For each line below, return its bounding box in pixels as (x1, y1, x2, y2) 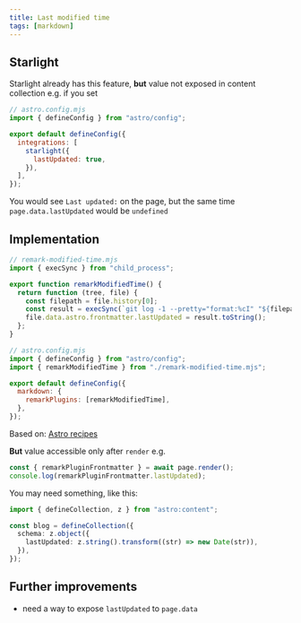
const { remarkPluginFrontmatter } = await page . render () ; (9, 463, 235, 472)
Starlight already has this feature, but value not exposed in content (9, 78, 256, 90)
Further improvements (9, 579, 137, 594)
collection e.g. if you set (9, 88, 99, 99)
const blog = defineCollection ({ (9, 521, 134, 530)
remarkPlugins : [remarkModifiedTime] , (25, 395, 170, 404)
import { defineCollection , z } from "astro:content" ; (9, 505, 219, 514)
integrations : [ (17, 138, 78, 147)
